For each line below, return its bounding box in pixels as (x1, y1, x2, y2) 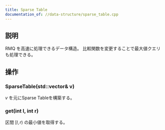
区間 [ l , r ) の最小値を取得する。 (5, 120, 68, 126)
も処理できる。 (5, 52, 36, 58)
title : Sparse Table (5, 7, 48, 12)
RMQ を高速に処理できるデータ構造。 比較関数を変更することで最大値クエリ (5, 46, 161, 52)
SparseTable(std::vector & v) (5, 83, 75, 90)
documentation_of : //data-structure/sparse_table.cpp (5, 12, 119, 17)
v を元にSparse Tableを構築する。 (5, 95, 75, 101)
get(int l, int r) (5, 107, 39, 114)
